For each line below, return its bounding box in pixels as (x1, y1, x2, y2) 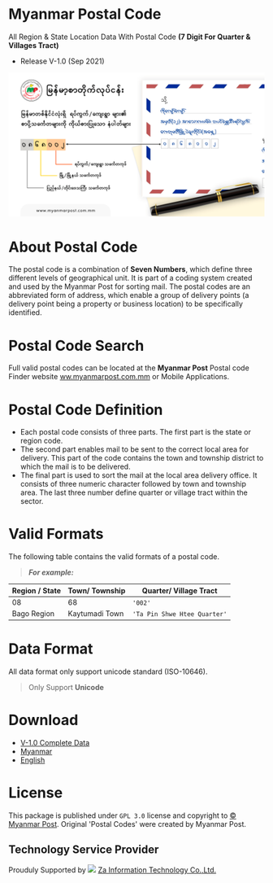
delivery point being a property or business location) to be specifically (8, 299, 244, 309)
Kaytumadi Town (67, 609, 124, 619)
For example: (28, 567, 75, 578)
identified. (8, 308, 42, 317)
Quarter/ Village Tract (141, 585, 218, 595)
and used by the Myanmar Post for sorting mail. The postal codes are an (8, 282, 250, 291)
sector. (19, 496, 44, 506)
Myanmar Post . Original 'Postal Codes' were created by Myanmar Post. (8, 819, 246, 828)
